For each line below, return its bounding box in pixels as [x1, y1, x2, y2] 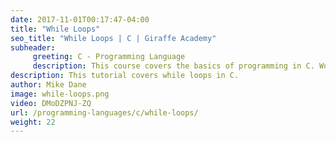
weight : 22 [10, 117, 56, 127]
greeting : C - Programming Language [32, 52, 186, 62]
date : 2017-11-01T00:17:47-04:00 [10, 14, 150, 25]
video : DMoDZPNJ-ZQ [10, 98, 92, 108]
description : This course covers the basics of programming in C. [32, 61, 315, 71]
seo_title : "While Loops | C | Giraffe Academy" [10, 33, 217, 43]
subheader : [10, 42, 56, 53]
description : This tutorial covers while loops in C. [10, 71, 240, 81]
